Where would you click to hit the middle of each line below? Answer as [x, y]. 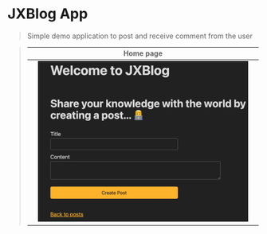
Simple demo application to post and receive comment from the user [139, 36]
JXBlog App [48, 14]
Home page [143, 53]
